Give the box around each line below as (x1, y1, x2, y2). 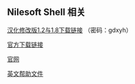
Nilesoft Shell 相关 (7, 6, 86, 18)
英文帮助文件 (7, 69, 43, 77)
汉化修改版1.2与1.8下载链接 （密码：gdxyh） (7, 26, 132, 34)
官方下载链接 (7, 40, 43, 48)
